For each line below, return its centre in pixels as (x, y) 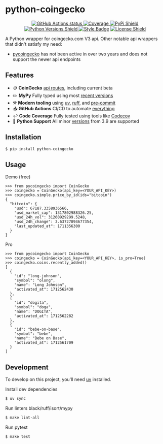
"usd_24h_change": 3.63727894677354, (54, 222)
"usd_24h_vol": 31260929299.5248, (51, 217)
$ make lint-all (22, 418)
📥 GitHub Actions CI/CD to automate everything (64, 108)
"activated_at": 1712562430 (44, 290)
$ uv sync (16, 399)
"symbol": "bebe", (34, 334)
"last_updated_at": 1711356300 (47, 226)
